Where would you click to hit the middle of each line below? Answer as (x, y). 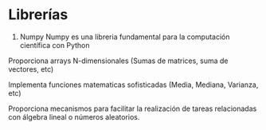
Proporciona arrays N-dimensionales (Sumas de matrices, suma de (118, 61)
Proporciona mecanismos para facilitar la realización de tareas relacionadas (133, 108)
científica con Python (55, 45)
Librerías (38, 15)
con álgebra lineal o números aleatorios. (74, 116)
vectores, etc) (31, 69)
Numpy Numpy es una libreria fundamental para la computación (125, 37)
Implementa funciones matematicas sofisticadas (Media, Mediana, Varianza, (133, 85)
